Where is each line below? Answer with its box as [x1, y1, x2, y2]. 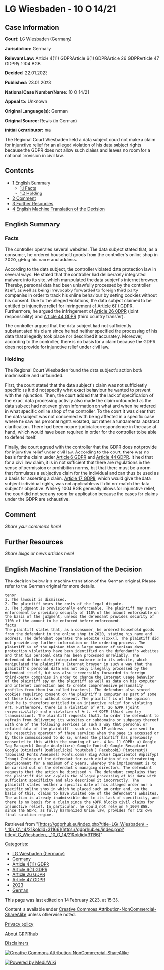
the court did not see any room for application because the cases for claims [5, 491, 158, 497]
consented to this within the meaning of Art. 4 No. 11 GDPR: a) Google [5, 740, 157, 744]
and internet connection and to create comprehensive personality [5, 683, 143, 688]
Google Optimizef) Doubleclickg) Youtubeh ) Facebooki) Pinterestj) [5, 748, 148, 753]
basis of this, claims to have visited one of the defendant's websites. [5, 791, 159, 796]
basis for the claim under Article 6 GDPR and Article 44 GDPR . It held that [5, 454, 153, 460]
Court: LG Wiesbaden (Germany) [5, 36, 72, 42]
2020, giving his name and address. [5, 257, 77, 262]
